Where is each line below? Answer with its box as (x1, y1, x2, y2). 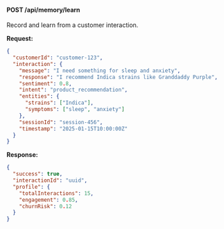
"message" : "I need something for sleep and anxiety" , (19, 67, 181, 74)
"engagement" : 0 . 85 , (19, 196, 78, 203)
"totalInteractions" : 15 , (19, 189, 94, 197)
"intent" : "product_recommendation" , (19, 87, 128, 94)
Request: (6, 35, 33, 43)
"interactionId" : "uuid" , (12, 177, 88, 184)
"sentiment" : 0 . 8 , (19, 80, 72, 87)
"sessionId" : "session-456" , (19, 119, 103, 126)
